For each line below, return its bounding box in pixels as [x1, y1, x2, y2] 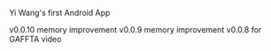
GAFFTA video [9, 34, 62, 44]
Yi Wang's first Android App [9, 8, 111, 18]
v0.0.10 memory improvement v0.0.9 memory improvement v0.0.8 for [9, 25, 262, 34]
